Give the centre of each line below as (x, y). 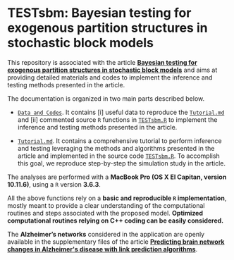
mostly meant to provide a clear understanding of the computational (106, 205)
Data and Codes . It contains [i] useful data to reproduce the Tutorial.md (121, 112)
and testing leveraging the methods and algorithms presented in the (116, 148)
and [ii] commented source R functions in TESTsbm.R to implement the (117, 119)
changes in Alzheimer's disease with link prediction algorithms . (103, 249)
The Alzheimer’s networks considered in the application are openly (106, 234)
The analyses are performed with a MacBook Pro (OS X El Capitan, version (117, 177)
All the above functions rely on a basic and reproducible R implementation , (117, 198)
